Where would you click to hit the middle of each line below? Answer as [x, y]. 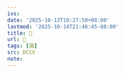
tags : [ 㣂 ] [23, 46]
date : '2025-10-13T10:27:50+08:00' [59, 20]
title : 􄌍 [20, 33]
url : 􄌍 [17, 40]
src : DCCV [21, 53]
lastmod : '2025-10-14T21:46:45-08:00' [63, 26]
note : [15, 59]
